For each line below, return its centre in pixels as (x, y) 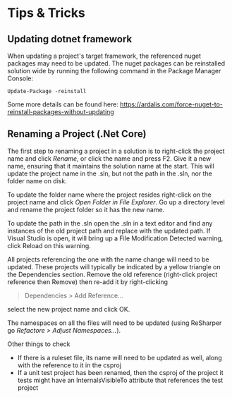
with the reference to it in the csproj (69, 365)
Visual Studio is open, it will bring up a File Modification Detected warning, (115, 238)
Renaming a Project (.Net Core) (77, 134)
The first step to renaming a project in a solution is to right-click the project (116, 151)
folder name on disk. (37, 180)
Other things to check (39, 344)
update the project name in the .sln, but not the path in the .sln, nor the (110, 173)
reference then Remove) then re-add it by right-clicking (87, 282)
